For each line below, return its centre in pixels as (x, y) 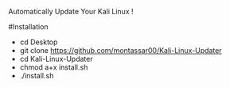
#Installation (29, 26)
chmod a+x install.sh (54, 67)
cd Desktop (39, 42)
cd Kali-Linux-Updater (56, 59)
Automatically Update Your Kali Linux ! (71, 11)
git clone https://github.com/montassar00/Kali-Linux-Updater (121, 50)
